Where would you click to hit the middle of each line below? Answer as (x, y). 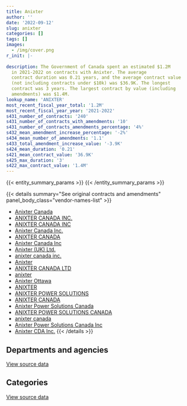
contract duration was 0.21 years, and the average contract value (96, 78)
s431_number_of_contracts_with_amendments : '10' (67, 122)
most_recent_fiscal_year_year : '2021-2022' (61, 111)
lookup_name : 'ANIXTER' (36, 99)
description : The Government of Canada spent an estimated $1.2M (88, 67)
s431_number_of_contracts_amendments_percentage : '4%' (75, 127)
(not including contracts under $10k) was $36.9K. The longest (91, 83)
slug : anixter (24, 28)
